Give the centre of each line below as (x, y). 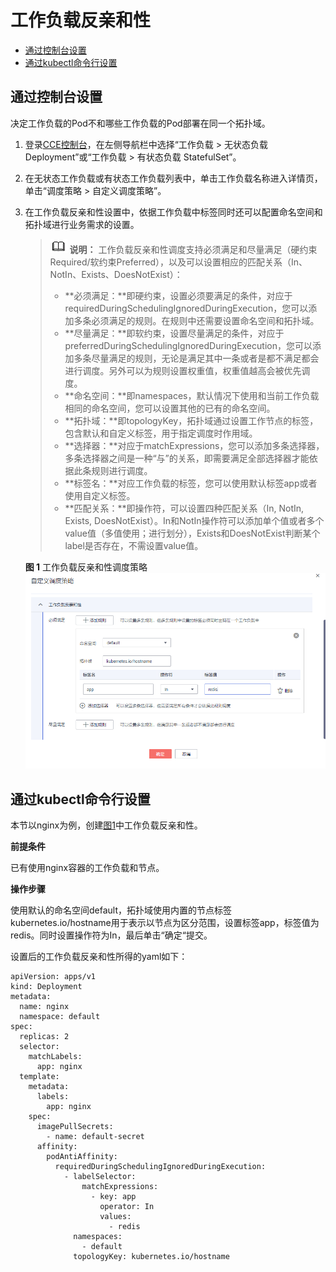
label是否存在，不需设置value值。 (134, 545)
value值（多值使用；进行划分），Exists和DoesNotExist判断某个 (192, 533)
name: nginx (44, 1006)
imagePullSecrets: (75, 1126)
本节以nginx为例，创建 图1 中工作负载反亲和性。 (106, 825)
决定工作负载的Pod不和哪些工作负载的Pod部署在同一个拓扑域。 (140, 123)
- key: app (113, 1196)
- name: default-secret (95, 1136)
